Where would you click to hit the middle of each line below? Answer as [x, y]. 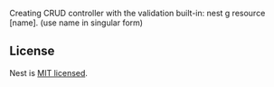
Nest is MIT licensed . [49, 72]
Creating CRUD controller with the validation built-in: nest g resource [137, 13]
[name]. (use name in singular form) [76, 23]
